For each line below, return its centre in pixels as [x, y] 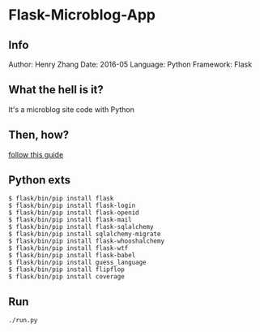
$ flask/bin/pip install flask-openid [74, 213]
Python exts [40, 180]
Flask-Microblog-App [82, 15]
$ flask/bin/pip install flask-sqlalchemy [81, 227]
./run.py [23, 321]
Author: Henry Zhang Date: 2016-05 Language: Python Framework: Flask [130, 64]
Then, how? [39, 135]
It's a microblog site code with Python [72, 109]
